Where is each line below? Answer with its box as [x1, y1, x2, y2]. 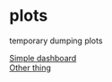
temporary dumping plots [9, 35, 103, 46]
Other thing [9, 62, 52, 73]
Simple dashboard [9, 52, 77, 63]
